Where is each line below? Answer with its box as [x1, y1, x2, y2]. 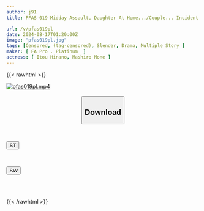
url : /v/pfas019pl [6, 26, 53, 32]
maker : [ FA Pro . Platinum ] [6, 48, 86, 55]
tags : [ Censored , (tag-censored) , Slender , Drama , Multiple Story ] [6, 43, 185, 49]
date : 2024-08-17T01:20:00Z [6, 31, 78, 37]
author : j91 [6, 9, 37, 15]
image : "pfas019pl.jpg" [6, 37, 67, 43]
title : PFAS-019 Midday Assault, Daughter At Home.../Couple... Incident [6, 15, 199, 21]
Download [85, 108, 121, 117]
